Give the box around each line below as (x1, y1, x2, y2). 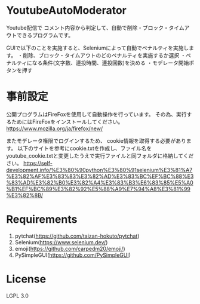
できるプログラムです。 (16, 31, 73, 39)
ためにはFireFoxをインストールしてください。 (11, 118, 124, 125)
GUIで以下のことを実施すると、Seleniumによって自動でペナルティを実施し (6, 44, 189, 51)
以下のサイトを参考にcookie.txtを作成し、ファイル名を (17, 145, 152, 152)
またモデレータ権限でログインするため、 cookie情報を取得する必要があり (6, 137, 186, 144)
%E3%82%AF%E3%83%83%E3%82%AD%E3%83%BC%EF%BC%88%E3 (6, 173, 194, 180)
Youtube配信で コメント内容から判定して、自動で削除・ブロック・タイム (6, 24, 184, 31)
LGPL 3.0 (6, 292, 29, 299)
